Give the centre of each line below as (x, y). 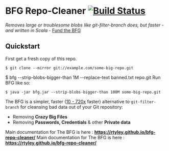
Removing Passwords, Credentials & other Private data (71, 122)
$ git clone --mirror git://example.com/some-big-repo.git (69, 68)
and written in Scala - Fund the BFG (43, 30)
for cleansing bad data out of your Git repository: (72, 107)
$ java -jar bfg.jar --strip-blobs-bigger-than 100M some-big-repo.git (83, 92)
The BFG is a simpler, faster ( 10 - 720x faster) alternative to (68, 101)
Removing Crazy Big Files (40, 116)
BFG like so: (18, 83)
